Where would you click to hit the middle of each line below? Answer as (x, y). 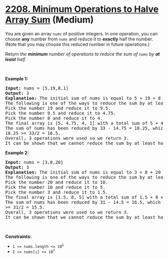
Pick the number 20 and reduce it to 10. (57, 182)
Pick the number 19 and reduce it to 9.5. (58, 108)
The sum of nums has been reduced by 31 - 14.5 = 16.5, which (83, 202)
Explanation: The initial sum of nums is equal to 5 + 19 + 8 (83, 98)
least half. (16, 59)
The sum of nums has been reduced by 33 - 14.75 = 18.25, (78, 128)
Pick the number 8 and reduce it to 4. (54, 118)
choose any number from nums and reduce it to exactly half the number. (79, 39)
